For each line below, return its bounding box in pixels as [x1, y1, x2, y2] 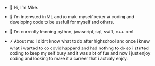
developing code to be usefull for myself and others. [9, 19, 115, 25]
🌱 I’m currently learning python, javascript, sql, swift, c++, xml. [9, 29, 135, 34]
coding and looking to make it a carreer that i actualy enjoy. [9, 56, 128, 61]
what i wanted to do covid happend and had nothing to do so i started [9, 45, 149, 51]
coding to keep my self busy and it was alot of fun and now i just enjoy [9, 50, 151, 56]
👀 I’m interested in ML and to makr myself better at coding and [9, 14, 135, 19]
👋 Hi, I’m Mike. [9, 5, 39, 10]
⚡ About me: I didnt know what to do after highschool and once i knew [9, 38, 150, 44]
